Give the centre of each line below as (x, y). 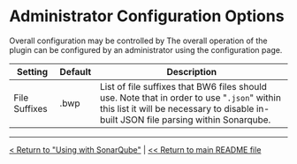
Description (192, 71)
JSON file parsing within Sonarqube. (195, 119)
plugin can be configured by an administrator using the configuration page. (146, 49)
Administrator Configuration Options (147, 16)
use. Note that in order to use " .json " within (190, 97)
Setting (32, 71)
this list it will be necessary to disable (177, 108)
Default (76, 71)
